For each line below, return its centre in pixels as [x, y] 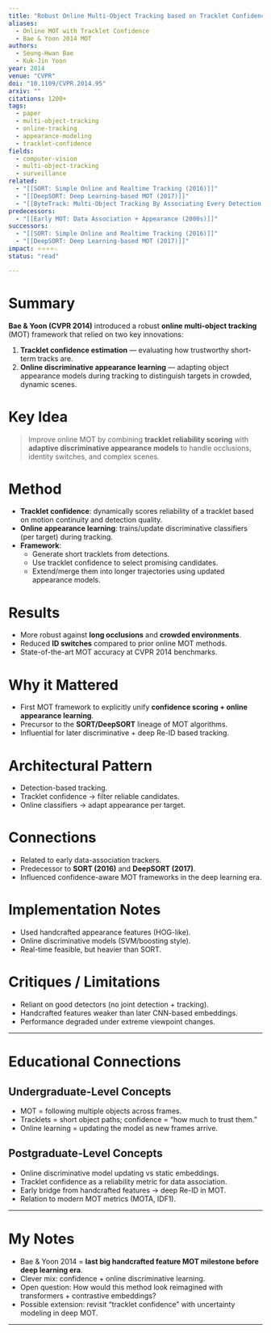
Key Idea [38, 416]
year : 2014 [27, 69]
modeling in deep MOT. [59, 1313]
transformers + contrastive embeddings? [88, 1295]
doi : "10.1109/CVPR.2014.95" [57, 83]
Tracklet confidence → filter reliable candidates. [100, 797]
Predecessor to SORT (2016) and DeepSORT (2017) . [108, 868]
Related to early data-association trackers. [90, 860]
